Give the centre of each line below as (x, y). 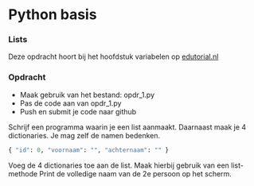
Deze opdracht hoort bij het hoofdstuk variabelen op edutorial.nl (113, 56)
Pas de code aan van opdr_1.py (70, 103)
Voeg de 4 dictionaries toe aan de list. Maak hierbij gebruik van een (119, 165)
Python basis (53, 15)
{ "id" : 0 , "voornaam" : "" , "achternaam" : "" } (89, 150)
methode (23, 173)
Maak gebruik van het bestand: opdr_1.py (87, 95)
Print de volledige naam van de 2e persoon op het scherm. (136, 173)
